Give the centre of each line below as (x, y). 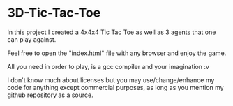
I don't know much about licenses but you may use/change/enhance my (111, 80)
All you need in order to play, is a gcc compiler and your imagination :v (108, 66)
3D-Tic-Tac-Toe (54, 13)
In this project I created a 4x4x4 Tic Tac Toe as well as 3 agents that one (112, 32)
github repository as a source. (50, 95)
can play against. (32, 39)
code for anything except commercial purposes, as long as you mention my (116, 87)
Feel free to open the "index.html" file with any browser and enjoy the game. (117, 53)
